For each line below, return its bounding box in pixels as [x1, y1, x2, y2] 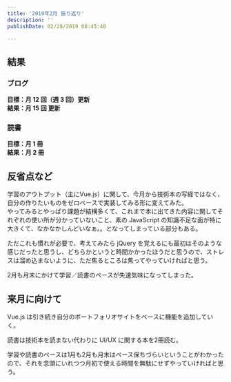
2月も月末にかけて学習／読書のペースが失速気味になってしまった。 [7, 271, 198, 279]
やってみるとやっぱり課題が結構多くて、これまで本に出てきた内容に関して [7, 207, 217, 215]
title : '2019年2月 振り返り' [7, 10, 85, 17]
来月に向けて [7, 293, 62, 305]
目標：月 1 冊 [7, 140, 43, 148]
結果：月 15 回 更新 [7, 104, 61, 112]
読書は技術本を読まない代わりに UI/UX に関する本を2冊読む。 [7, 335, 183, 344]
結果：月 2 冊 [7, 149, 45, 157]
